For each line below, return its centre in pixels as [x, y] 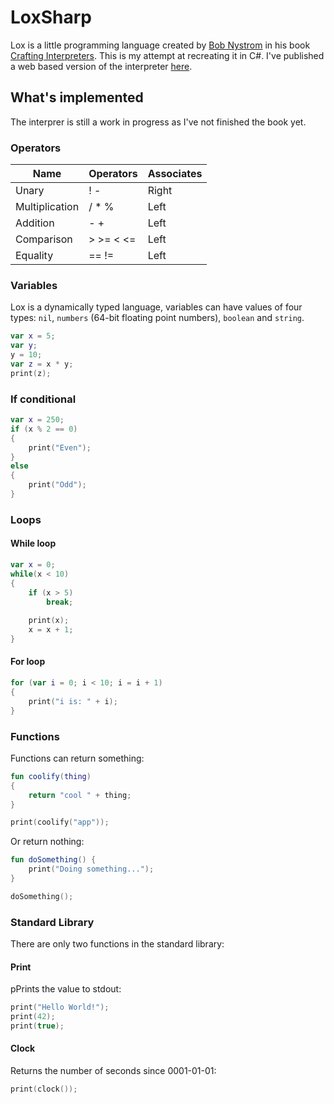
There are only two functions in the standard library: [117, 944]
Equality [34, 256]
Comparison [44, 239]
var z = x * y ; [42, 364]
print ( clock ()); [44, 1089]
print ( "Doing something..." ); [91, 869]
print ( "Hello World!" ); [60, 1007]
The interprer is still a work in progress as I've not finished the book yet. [158, 122]
